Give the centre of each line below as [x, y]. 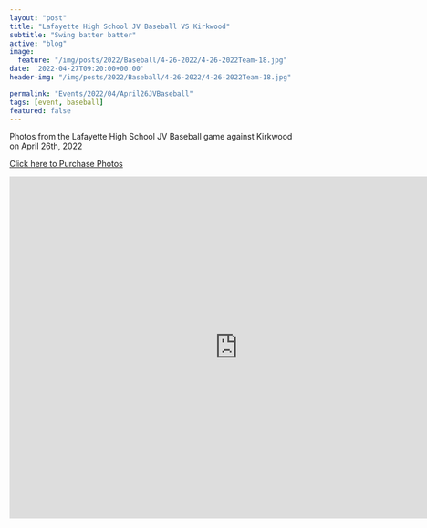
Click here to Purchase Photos [66, 164]
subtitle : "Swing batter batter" [73, 35]
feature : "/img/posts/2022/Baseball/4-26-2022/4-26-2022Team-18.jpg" [152, 60]
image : [22, 52]
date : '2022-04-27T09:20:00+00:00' [77, 69]
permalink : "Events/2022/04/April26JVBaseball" [102, 93]
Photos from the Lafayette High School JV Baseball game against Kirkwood [151, 137]
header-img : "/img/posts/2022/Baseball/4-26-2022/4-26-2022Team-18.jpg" [151, 78]
